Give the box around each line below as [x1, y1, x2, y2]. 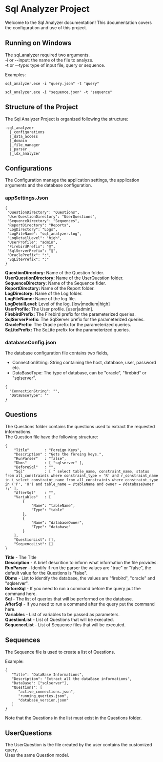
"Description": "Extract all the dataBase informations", [11, 676, 132, 681]
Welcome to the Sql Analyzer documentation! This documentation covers [5, 20, 152, 25]
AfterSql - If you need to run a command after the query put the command [5, 601, 155, 607]
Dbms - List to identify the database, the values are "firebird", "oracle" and [5, 575, 155, 581]
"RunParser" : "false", [14, 456, 67, 461]
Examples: [5, 72, 26, 78]
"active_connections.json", [18, 689, 76, 694]
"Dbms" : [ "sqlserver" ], [14, 460, 84, 465]
